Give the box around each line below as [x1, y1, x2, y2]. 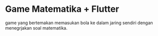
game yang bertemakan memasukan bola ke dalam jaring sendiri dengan [5, 20, 153, 26]
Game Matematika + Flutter [5, 3, 119, 15]
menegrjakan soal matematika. [5, 25, 68, 31]
